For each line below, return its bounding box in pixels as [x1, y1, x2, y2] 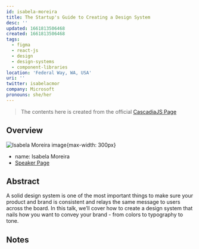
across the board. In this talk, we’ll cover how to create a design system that [6, 205, 193, 212]
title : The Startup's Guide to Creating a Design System [6, 14, 151, 20]
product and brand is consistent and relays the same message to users [6, 198, 181, 206]
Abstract [6, 176, 40, 186]
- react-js [11, 48, 39, 54]
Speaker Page [14, 159, 49, 166]
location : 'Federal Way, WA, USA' [6, 70, 92, 76]
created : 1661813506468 [6, 31, 66, 37]
